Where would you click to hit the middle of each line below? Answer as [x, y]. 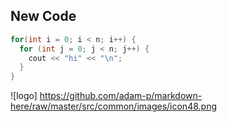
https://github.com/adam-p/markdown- [121, 96]
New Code [43, 16]
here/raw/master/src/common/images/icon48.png [113, 106]
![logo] [24, 96]
